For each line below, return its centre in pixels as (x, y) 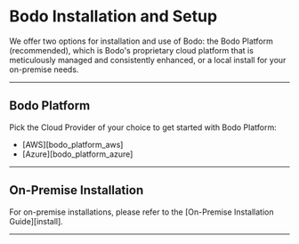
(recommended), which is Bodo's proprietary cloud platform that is (131, 50)
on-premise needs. (44, 69)
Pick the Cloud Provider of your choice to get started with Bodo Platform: (143, 127)
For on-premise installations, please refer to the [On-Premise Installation (141, 212)
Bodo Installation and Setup (113, 16)
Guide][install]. (36, 221)
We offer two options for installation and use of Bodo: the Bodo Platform (141, 41)
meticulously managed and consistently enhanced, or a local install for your (148, 60)
